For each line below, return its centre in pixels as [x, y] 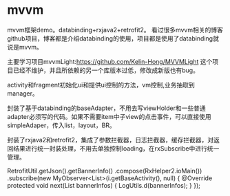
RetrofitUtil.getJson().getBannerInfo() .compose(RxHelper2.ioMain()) [105, 171]
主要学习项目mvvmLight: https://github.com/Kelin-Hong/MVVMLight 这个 [110, 61]
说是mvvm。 [25, 47]
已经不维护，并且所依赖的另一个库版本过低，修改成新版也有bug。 [106, 70]
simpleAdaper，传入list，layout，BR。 [61, 125]
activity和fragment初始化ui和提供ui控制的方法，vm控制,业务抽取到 [101, 85]
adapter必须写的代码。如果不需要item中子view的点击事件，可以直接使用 [109, 116]
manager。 [23, 93]
